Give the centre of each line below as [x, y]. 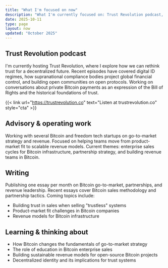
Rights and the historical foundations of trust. [52, 92]
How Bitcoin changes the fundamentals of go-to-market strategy [80, 244]
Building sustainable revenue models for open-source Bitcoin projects [85, 255]
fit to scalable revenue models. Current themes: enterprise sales [88, 146]
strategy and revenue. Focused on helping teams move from [68, 141]
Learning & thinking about [47, 232]
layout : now [18, 29]
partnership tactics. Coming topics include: [50, 196]
